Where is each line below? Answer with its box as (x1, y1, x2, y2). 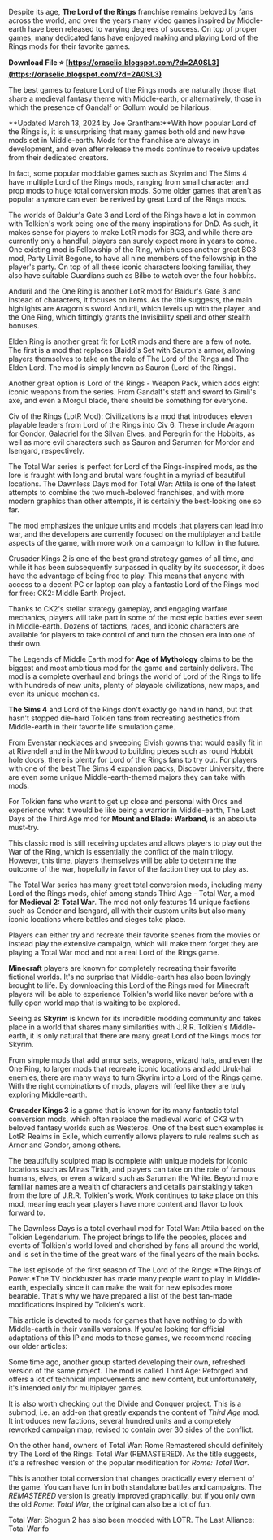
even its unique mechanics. (8, 689, 100, 698)
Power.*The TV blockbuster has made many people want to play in (8, 1274, 233, 1283)
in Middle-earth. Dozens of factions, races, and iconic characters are (8, 621, 240, 631)
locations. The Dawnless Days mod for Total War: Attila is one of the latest (8, 479, 256, 489)
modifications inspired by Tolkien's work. (8, 1300, 146, 1309)
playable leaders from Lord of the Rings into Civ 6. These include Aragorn (8, 420, 255, 429)
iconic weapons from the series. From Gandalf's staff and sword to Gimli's (8, 387, 257, 397)
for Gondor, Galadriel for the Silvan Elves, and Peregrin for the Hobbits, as (8, 429, 256, 438)
